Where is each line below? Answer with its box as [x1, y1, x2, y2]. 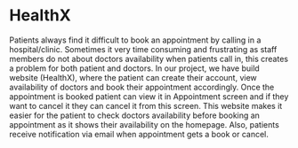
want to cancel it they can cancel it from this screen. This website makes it [9, 100, 283, 111]
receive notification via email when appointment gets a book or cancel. [9, 129, 270, 139]
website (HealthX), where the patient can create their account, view [9, 72, 258, 82]
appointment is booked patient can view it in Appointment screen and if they [9, 90, 289, 102]
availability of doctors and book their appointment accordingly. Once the [9, 82, 275, 92]
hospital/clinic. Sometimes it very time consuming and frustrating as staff [9, 43, 278, 54]
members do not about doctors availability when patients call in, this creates [9, 53, 289, 64]
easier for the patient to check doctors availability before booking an [9, 110, 261, 121]
